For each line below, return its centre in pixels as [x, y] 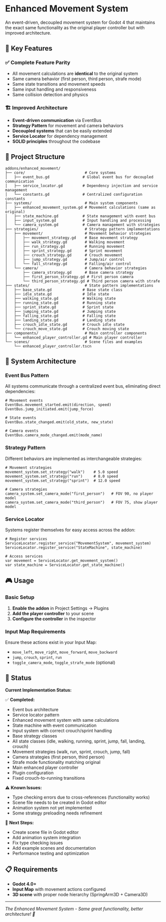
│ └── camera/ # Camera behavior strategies [76, 268]
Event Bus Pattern [27, 376]
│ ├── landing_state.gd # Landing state [61, 320]
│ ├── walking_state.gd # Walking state [61, 298]
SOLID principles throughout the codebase [56, 141]
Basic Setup [20, 597]
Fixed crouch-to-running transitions [49, 778]
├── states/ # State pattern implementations [79, 286]
